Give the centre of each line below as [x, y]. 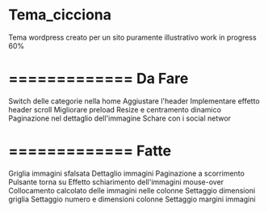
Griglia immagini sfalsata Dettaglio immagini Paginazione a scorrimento [126, 173]
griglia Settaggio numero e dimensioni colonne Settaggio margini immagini [132, 199]
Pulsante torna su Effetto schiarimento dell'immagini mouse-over [116, 182]
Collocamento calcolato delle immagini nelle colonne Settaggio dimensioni [132, 190]
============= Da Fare [98, 79]
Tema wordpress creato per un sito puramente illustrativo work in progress [132, 37]
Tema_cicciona [60, 15]
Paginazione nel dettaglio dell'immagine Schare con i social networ [120, 118]
